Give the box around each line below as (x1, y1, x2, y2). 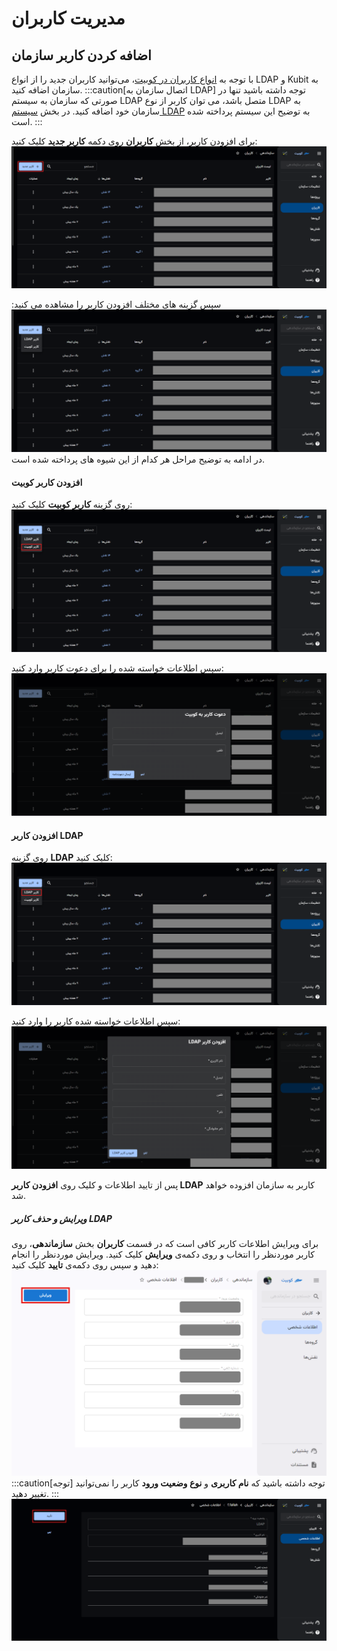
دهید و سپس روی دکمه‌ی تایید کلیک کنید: (11, 1259, 159, 1271)
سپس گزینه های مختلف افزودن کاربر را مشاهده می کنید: (11, 298, 222, 311)
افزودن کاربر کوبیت (11, 476, 83, 488)
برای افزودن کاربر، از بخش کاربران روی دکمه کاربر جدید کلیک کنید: (11, 135, 258, 147)
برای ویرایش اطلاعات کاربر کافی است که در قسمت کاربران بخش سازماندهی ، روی (11, 1238, 319, 1250)
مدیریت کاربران (11, 7, 126, 30)
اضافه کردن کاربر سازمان (11, 47, 152, 64)
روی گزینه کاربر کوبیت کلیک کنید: (11, 498, 133, 511)
